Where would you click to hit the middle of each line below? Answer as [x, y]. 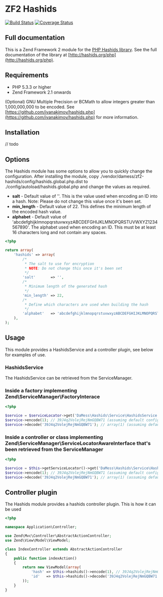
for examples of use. [25, 355]
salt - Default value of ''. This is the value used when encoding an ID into [85, 196]
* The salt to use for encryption [59, 264]
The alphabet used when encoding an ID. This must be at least [93, 227]
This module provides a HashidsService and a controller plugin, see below [79, 349]
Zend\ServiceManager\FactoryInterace [53, 397]
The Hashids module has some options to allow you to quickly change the [79, 171]
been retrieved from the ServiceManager [54, 449]
